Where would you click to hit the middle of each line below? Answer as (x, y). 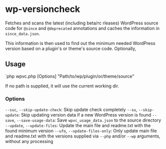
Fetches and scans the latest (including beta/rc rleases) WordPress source (82, 23)
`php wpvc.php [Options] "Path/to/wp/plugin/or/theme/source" (70, 76)
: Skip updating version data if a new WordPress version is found (85, 115)
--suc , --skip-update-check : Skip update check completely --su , (71, 110)
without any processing (29, 142)
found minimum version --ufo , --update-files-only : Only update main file (81, 131)
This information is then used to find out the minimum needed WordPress (80, 43)
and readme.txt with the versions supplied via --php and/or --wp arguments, (83, 136)
